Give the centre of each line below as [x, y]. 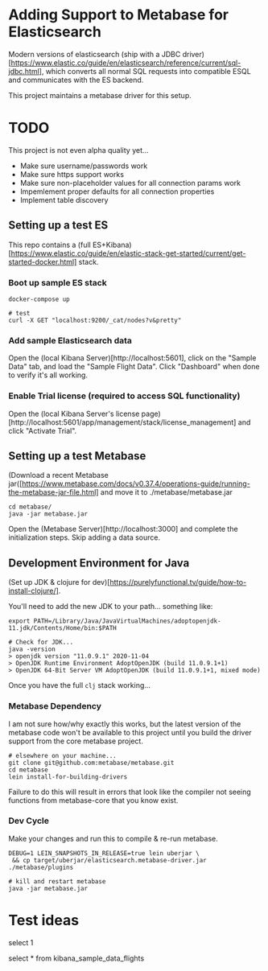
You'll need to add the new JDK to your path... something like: [111, 607]
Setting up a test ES [58, 226]
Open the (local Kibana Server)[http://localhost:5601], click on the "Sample [132, 358]
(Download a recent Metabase [58, 475]
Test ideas [43, 920]
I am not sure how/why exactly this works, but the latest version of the [125, 724]
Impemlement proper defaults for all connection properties [117, 191]
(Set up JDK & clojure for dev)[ [59, 582]
